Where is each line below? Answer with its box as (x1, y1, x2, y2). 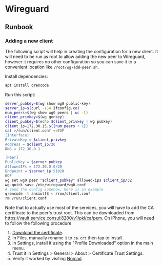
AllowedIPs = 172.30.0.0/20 (5, 164, 62, 169)
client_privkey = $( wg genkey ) (5, 114, 64, 120)
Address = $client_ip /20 (5, 142, 56, 147)
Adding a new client (5, 38, 53, 44)
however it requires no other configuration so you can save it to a (5, 58, 136, 64)
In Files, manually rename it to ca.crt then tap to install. (12, 235, 124, 241)
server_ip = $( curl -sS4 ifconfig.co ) (5, 106, 80, 111)
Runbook (5, 23, 33, 31)
